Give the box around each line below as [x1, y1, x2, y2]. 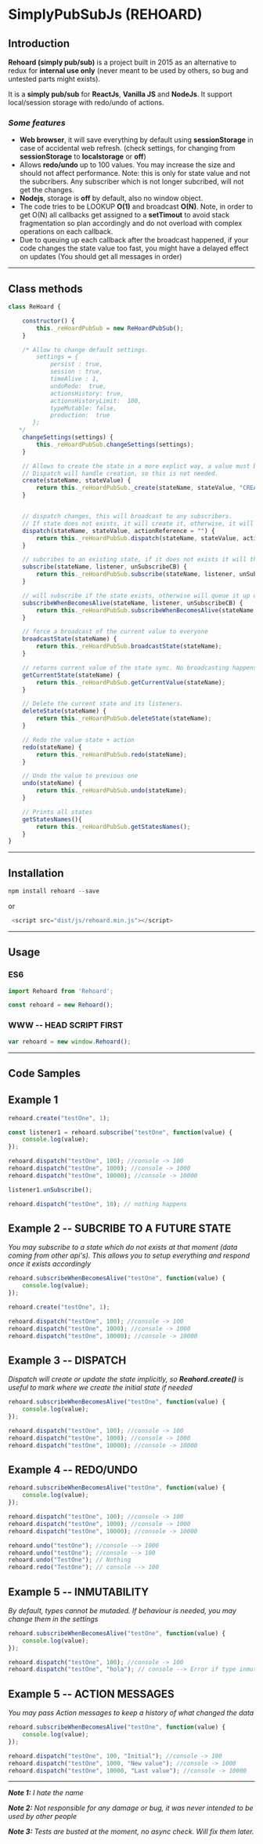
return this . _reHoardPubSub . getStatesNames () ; [36, 823, 191, 831]
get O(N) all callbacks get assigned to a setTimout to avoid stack [19, 210, 229, 220]
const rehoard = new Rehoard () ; [8, 1001, 113, 1010]
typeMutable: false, [49, 404, 117, 412]
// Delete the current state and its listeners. [22, 700, 184, 708]
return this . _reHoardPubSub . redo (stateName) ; [36, 750, 188, 758]
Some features [8, 117, 66, 128]
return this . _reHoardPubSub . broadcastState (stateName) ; [36, 642, 222, 651]
